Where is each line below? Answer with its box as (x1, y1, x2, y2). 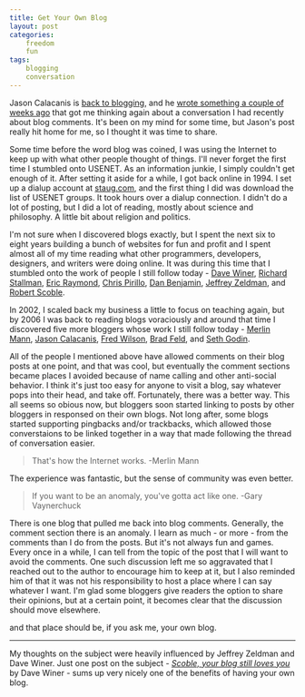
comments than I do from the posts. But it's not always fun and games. (9, 536, 274, 547)
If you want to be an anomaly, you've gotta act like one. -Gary (31, 490, 263, 501)
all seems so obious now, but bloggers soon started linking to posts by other (9, 398, 295, 409)
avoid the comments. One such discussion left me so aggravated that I (9, 555, 273, 567)
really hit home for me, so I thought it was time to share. (9, 126, 218, 137)
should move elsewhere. (9, 604, 102, 615)
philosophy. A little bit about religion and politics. (9, 211, 192, 222)
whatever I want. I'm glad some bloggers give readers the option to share (9, 584, 283, 595)
